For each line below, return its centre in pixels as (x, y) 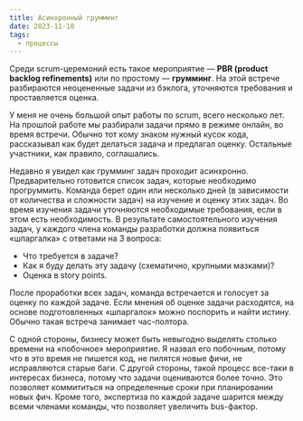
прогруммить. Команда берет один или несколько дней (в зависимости (149, 190)
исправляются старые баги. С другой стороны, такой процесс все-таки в (151, 368)
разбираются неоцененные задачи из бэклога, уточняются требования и (151, 88)
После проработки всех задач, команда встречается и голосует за (139, 293)
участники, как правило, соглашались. (85, 154)
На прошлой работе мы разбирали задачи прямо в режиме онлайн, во (147, 125)
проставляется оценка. (54, 98)
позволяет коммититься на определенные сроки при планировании (142, 388)
